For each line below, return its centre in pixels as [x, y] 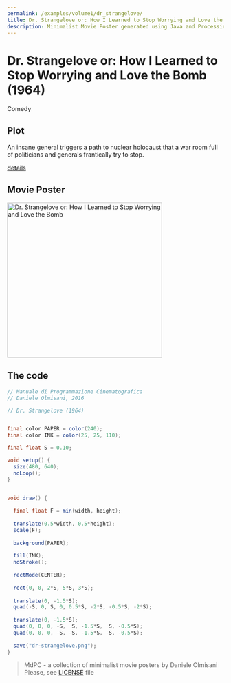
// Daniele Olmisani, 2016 [46, 398]
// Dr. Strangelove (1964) [46, 410]
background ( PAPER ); [41, 543]
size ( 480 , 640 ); [36, 466]
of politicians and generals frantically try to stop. [76, 155]
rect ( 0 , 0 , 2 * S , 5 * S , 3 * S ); [54, 588]
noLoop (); [27, 473]
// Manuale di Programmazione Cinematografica [75, 392]
